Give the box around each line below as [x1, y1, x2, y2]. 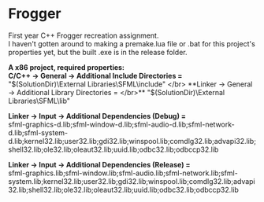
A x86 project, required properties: [8, 62, 125, 72]
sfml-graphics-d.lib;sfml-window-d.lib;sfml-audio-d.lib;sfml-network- [8, 119, 235, 129]
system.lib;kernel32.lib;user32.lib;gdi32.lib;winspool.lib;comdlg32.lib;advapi [8, 176, 256, 185]
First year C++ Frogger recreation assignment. [8, 31, 159, 40]
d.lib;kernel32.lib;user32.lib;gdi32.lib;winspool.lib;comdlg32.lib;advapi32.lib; [8, 136, 256, 145]
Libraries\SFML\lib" [8, 96, 71, 105]
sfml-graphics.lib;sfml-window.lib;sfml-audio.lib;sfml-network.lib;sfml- [8, 168, 238, 178]
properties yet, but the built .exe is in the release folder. [8, 47, 188, 57]
